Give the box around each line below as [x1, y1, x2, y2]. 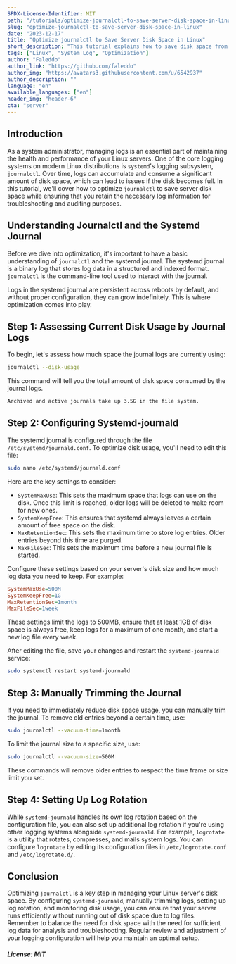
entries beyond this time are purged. [17, 536, 123, 544]
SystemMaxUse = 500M [7, 585, 61, 592]
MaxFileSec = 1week [7, 605, 58, 613]
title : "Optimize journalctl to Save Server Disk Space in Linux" [7, 37, 206, 44]
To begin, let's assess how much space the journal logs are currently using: [7, 350, 226, 359]
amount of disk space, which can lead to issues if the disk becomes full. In [7, 177, 223, 185]
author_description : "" [7, 75, 77, 83]
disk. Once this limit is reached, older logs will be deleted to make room [17, 498, 224, 507]
